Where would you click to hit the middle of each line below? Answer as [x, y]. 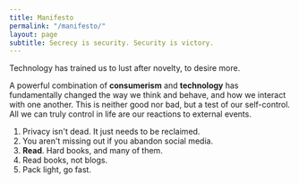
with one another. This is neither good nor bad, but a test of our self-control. [150, 105]
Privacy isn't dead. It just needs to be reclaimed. [111, 132]
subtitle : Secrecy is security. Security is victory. [112, 43]
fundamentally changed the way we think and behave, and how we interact [148, 95]
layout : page [34, 34]
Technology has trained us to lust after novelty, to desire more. [125, 68]
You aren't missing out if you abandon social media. [117, 141]
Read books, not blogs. [65, 160]
